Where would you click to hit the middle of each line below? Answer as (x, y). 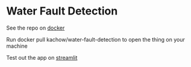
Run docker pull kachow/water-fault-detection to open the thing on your (95, 39)
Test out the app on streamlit (42, 57)
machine (17, 46)
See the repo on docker (36, 28)
